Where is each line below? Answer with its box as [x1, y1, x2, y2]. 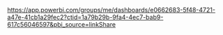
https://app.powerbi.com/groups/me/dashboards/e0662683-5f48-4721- [7, 6, 216, 14]
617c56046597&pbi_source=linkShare [7, 21, 116, 28]
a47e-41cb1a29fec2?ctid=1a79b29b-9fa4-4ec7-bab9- [7, 13, 164, 21]
